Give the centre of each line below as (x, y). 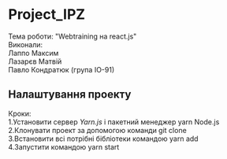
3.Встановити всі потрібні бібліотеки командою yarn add (103, 139)
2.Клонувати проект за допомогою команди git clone (97, 130)
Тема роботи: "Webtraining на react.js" (73, 36)
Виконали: (26, 44)
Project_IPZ (47, 15)
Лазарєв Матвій (35, 61)
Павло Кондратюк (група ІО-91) (61, 69)
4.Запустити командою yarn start (64, 146)
